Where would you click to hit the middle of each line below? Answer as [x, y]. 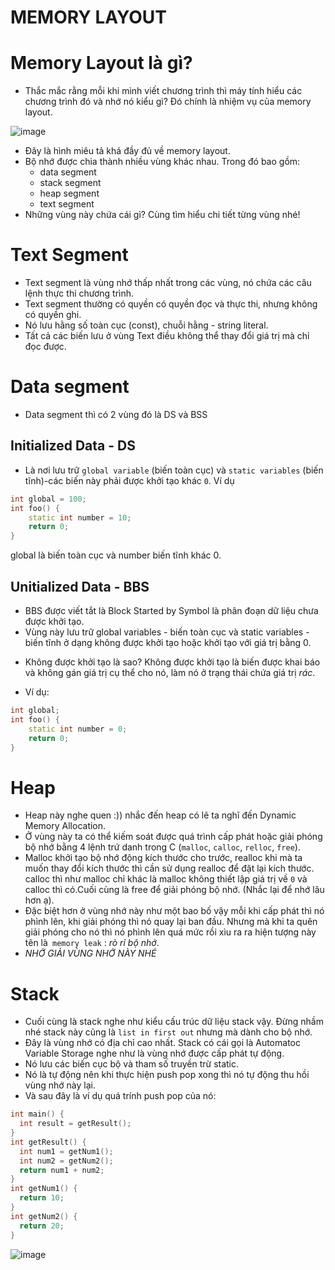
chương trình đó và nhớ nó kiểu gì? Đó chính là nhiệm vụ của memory [168, 102]
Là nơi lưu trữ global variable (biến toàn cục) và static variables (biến [174, 470]
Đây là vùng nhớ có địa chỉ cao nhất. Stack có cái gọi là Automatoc [162, 1043]
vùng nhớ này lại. [60, 1085]
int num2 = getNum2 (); [66, 1161]
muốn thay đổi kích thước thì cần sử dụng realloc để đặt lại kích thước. [169, 868]
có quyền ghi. [53, 315]
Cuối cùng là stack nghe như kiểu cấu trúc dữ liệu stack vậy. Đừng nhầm [174, 1022]
